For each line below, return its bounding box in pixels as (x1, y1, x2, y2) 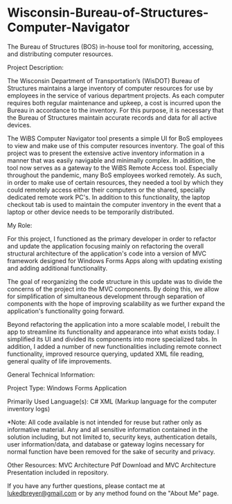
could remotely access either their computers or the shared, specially (7, 186, 206, 194)
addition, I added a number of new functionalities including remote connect (7, 342, 222, 350)
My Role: (7, 221, 33, 229)
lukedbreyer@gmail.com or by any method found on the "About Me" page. (7, 489, 220, 497)
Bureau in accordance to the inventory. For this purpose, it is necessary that (7, 106, 224, 114)
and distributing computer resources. (7, 50, 114, 58)
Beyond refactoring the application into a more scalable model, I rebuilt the (7, 320, 220, 328)
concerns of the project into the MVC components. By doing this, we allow (7, 285, 220, 293)
